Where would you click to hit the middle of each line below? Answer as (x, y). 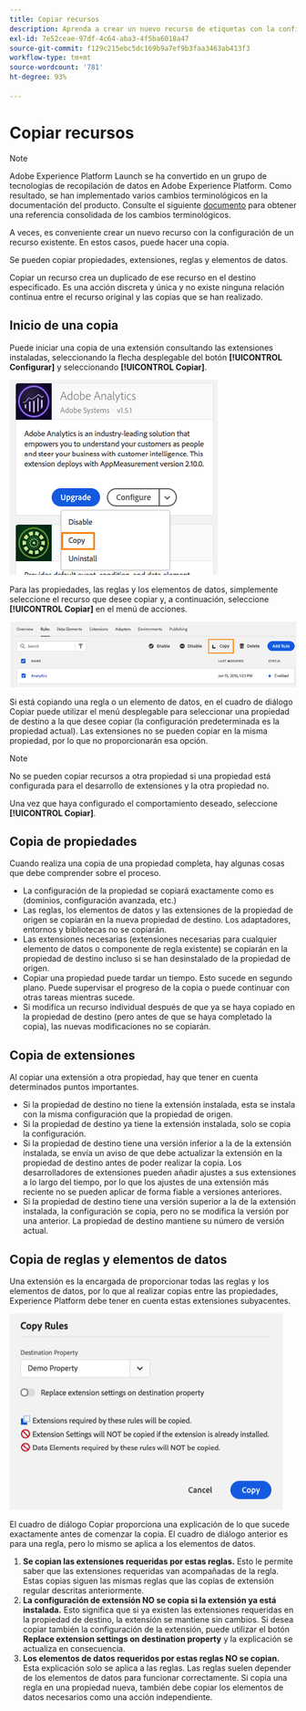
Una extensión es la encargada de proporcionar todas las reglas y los (139, 1281)
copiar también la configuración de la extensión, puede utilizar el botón (156, 1629)
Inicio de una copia (64, 325)
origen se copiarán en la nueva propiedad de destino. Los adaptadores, (157, 920)
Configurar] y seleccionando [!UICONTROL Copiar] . (108, 367)
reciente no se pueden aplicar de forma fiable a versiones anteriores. (152, 1192)
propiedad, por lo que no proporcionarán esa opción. (109, 740)
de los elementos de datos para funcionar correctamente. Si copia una (155, 1677)
